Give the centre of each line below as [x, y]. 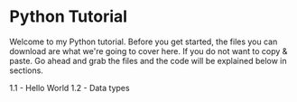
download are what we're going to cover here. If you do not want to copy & [148, 51]
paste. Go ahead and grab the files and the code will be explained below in [148, 60]
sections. [26, 70]
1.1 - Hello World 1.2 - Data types [70, 88]
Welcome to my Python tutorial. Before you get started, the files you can [144, 42]
